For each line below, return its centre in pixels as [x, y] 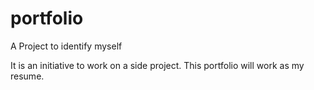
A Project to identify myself [66, 46]
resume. [27, 76]
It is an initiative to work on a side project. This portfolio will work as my [157, 65]
